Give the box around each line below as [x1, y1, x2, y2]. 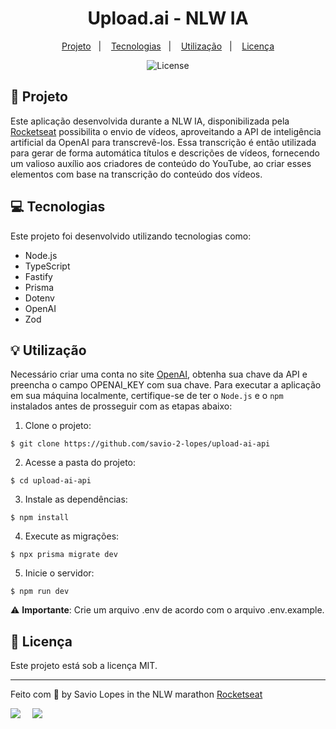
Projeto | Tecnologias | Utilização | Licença [61, 40, 275, 52]
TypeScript [24, 260, 71, 272]
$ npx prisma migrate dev [10, 550, 118, 560]
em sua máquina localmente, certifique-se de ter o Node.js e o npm [10, 390, 284, 402]
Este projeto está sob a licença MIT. [10, 660, 158, 672]
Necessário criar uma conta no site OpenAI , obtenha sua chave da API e [10, 368, 308, 381]
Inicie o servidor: [24, 567, 95, 579]
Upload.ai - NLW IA [87, 7, 249, 30]
